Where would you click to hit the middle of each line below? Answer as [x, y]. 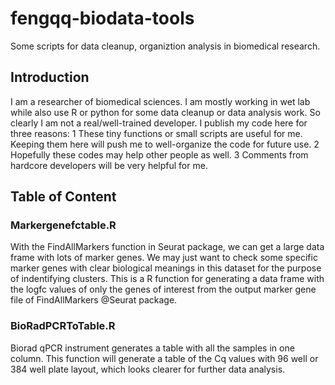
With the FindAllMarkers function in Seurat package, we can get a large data [167, 247]
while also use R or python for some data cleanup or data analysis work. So [165, 112]
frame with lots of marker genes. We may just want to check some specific [164, 258]
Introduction [50, 77]
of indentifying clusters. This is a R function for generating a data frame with [167, 279]
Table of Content [63, 197]
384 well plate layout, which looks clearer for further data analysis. [148, 369]
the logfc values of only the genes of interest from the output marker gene [163, 289]
